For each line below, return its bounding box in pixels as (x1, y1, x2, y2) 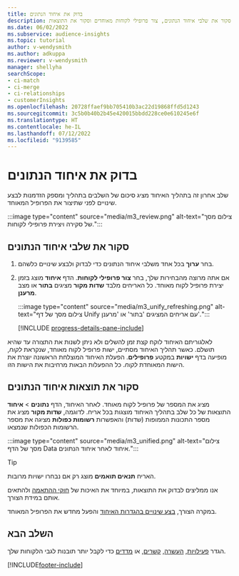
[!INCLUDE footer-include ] (7, 560, 83, 569)
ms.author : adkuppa (7, 51, 66, 58)
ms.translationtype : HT (7, 116, 78, 123)
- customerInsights (7, 97, 66, 104)
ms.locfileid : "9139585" (7, 136, 81, 143)
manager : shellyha (7, 64, 62, 71)
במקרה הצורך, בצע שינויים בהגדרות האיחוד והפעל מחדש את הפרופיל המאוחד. (7, 507, 218, 515)
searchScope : (7, 70, 46, 77)
